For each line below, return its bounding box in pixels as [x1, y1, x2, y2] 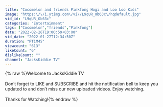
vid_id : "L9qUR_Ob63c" [5, 16, 51, 21]
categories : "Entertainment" [5, 21, 65, 26]
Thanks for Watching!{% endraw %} [5, 96, 78, 103]
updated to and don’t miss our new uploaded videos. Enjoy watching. [5, 86, 144, 92]
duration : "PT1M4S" [5, 39, 45, 44]
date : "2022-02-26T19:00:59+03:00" [5, 30, 78, 35]
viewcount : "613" [5, 43, 41, 48]
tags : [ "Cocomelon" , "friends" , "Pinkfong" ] [5, 25, 93, 30]
